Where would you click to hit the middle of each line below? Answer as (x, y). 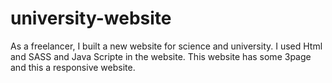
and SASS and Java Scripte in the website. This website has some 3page (161, 56)
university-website (91, 18)
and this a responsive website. (73, 67)
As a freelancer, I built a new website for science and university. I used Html (166, 46)
